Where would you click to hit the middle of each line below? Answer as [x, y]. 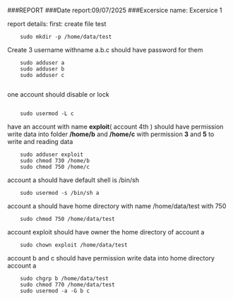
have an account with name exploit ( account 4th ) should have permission [115, 127]
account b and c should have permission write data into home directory [111, 258]
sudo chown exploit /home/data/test [74, 245]
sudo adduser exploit [52, 155]
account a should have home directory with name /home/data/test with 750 [117, 206]
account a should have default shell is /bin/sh [73, 180]
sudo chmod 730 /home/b [55, 161]
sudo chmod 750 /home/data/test [67, 219]
